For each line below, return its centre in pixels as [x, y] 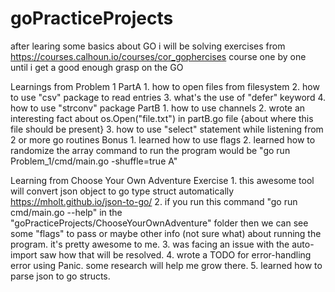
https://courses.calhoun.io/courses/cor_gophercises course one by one [158, 56]
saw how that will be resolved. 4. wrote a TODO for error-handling [175, 254]
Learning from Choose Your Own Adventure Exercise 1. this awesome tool [162, 180]
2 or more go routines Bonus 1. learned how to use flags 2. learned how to [163, 139]
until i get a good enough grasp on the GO [97, 67]
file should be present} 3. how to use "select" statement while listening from [167, 129]
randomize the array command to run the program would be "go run [150, 150]
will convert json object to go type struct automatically [122, 191]
